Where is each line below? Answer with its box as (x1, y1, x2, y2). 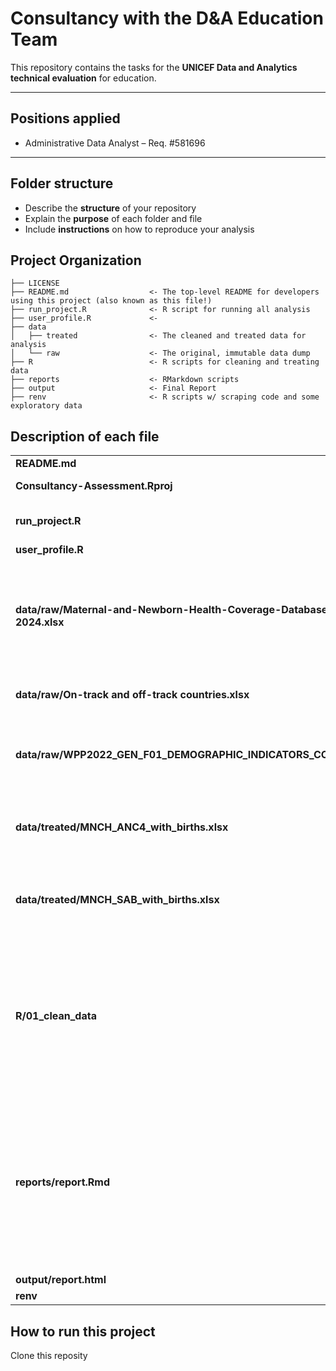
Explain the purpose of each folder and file (24, 212, 203, 224)
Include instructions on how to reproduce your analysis (24, 223, 255, 235)
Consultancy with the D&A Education (10, 7, 324, 30)
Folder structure (10, 175, 114, 192)
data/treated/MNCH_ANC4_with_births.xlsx (15, 820, 229, 834)
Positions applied (10, 110, 121, 127)
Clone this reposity (10, 1350, 88, 1361)
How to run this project (10, 1323, 156, 1340)
